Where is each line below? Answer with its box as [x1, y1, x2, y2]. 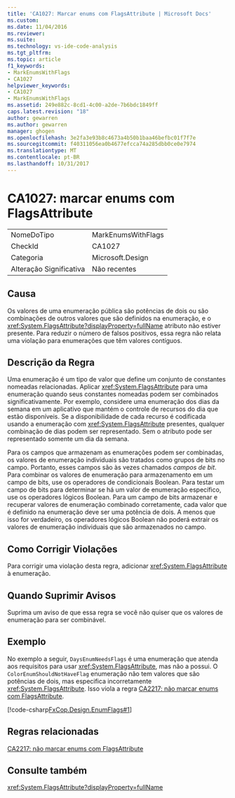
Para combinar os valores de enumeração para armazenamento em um [7, 471, 213, 479]
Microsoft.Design [92, 252, 149, 262]
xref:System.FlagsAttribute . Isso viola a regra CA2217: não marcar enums [7, 684, 219, 693]
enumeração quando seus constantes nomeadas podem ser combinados [7, 390, 219, 398]
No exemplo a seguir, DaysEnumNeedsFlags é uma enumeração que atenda [7, 654, 219, 663]
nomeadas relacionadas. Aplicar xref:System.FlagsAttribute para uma [7, 383, 208, 391]
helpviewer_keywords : [7, 82, 71, 89]
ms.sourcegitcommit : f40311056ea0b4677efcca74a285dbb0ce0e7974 [7, 141, 196, 148]
